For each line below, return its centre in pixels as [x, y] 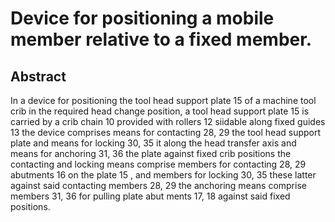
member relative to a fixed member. [161, 39]
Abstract [38, 76]
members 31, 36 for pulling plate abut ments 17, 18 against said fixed [150, 196]
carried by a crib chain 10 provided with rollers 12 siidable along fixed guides [168, 121]
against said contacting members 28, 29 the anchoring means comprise [158, 185]
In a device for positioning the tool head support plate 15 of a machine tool [163, 100]
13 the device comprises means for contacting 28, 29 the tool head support [166, 132]
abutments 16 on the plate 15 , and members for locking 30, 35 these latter [163, 175]
